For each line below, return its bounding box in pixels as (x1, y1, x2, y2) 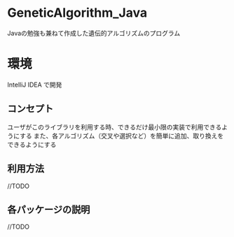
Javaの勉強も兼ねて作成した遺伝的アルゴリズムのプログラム (7, 29, 181, 37)
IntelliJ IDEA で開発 (7, 80, 62, 89)
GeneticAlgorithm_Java (7, 5, 148, 21)
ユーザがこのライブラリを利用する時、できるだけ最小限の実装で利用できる (7, 122, 222, 131)
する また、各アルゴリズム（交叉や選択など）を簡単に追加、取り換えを (20, 131, 224, 140)
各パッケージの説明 (7, 203, 90, 215)
